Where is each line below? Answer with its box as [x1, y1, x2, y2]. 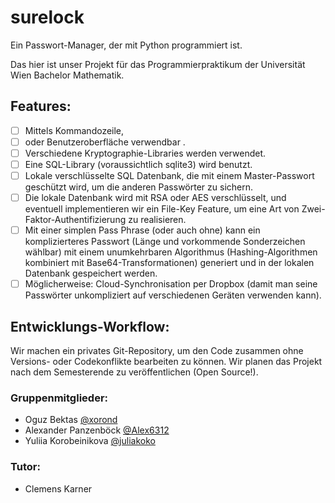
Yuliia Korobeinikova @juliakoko [24, 435, 156, 447]
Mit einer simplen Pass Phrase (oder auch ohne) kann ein [24, 224, 261, 236]
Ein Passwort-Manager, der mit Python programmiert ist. [10, 39, 243, 51]
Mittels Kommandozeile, [24, 124, 125, 136]
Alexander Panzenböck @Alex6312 [24, 424, 170, 436]
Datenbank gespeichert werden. [24, 267, 158, 280]
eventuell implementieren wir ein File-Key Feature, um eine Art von [24, 203, 300, 215]
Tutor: [10, 460, 41, 474]
